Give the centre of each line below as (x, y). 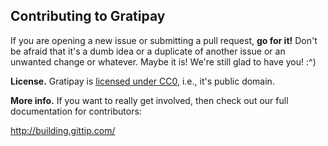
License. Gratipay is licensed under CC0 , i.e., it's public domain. (142, 81)
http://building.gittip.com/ (63, 130)
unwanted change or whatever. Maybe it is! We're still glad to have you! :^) (163, 61)
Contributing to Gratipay (88, 16)
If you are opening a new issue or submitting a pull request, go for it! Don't (164, 40)
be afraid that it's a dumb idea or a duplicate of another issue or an (148, 51)
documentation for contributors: (76, 111)
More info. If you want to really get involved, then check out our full (149, 100)
